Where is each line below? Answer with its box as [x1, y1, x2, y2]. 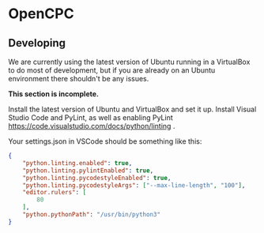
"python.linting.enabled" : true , [22, 159, 133, 167]
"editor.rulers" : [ [22, 189, 87, 197]
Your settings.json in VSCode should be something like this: [8, 137, 202, 146]
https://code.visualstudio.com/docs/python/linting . [8, 122, 175, 130]
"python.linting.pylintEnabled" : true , [22, 167, 154, 175]
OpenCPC [8, 5, 74, 23]
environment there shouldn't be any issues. [8, 74, 149, 83]
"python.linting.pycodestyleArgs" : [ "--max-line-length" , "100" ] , [22, 181, 246, 190]
